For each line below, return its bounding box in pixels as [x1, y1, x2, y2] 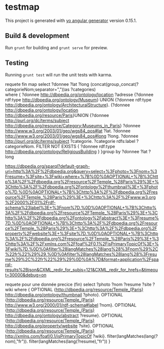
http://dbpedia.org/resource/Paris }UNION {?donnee [5, 112, 109, 118]
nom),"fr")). [5, 338, 28, 344]
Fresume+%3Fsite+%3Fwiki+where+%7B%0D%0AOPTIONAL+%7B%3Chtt [5, 174, 159, 179]
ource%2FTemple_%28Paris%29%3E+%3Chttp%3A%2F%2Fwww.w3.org [5, 194, 156, 200]
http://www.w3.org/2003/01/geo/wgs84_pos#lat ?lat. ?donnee [5, 128, 131, 134]
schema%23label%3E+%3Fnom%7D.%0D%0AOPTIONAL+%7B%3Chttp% [5, 204, 157, 211]
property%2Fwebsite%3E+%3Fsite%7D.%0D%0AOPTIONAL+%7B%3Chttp [5, 231, 159, 236]
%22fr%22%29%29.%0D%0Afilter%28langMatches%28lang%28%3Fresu [5, 251, 157, 257]
